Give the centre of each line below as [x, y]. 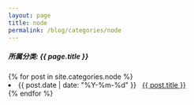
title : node [28, 23]
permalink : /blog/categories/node [65, 30]
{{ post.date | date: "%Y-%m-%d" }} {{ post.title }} [103, 85]
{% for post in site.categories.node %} [71, 77]
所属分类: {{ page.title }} [48, 56]
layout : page [30, 15]
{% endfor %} [31, 94]
